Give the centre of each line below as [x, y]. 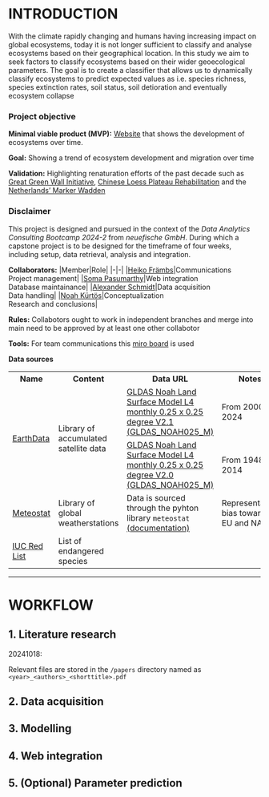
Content [88, 379]
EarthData [31, 438]
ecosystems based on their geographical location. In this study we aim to [129, 53]
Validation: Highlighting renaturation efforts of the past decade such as [126, 174]
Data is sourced [156, 497]
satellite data [82, 448]
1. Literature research [62, 635]
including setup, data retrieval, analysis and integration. [100, 254]
